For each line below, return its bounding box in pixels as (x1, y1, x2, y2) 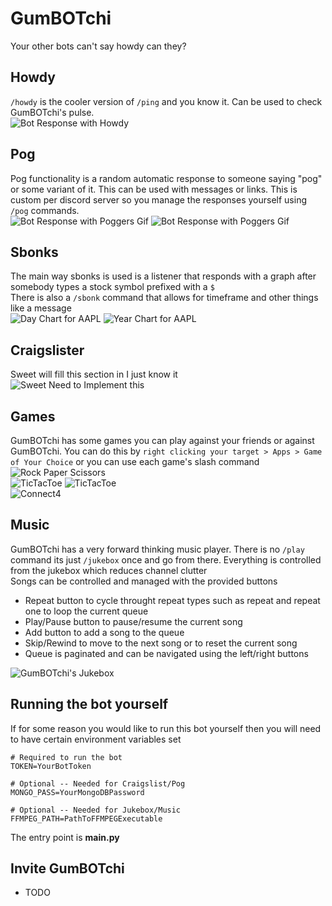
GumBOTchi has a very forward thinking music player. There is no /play (10, 543, 305, 555)
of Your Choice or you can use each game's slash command (10, 456, 260, 467)
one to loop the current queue (24, 605, 149, 617)
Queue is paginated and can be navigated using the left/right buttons (24, 647, 309, 659)
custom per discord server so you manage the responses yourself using (10, 193, 307, 206)
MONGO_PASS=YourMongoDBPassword (10, 787, 145, 797)
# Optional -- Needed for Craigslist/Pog (10, 778, 186, 789)
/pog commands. (10, 204, 80, 216)
